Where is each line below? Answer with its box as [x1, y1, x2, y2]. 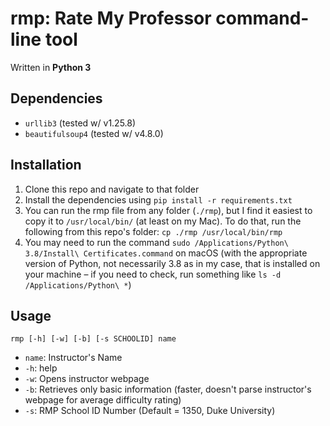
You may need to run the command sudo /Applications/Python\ [24, 236, 289, 248]
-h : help [24, 362, 58, 374]
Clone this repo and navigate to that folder [24, 183, 200, 195]
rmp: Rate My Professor [10, 7, 212, 30]
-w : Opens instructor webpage [24, 373, 150, 385]
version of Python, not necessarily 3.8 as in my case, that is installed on [24, 257, 321, 269]
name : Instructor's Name [24, 352, 123, 364]
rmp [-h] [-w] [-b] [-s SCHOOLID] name [10, 334, 177, 344]
